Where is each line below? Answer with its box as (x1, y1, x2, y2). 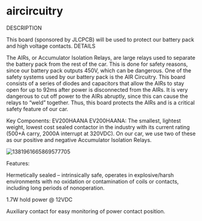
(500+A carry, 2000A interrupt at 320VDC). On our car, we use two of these (6, 130, 196, 137)
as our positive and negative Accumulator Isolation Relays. (6, 136, 152, 143)
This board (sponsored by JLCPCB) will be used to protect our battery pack (6, 36, 195, 43)
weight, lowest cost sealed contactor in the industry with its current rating (6, 123, 190, 130)
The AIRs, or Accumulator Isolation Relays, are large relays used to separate (6, 54, 195, 61)
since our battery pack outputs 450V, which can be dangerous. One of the (6, 66, 192, 74)
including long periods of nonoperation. (6, 184, 105, 191)
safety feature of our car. (6, 105, 68, 112)
